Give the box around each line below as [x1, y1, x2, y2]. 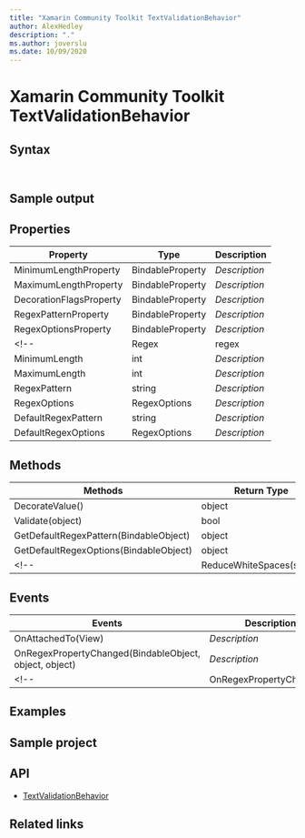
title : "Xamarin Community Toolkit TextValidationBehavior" [9, 13, 242, 23]
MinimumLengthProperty [14, 264, 121, 277]
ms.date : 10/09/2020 [9, 47, 88, 56]
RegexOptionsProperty [14, 323, 112, 336]
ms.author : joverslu [9, 38, 88, 48]
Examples [9, 704, 66, 720]
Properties [9, 221, 71, 237]
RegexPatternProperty [14, 308, 109, 321]
